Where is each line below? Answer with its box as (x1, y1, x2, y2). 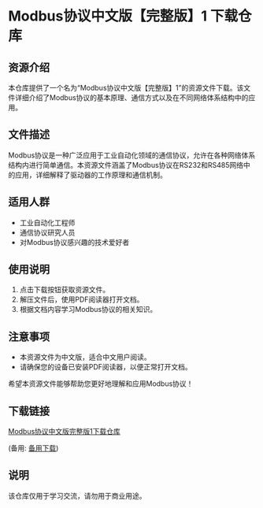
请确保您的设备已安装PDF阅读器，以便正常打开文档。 (19, 362, 193, 372)
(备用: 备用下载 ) (8, 443, 59, 453)
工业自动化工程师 (19, 217, 76, 227)
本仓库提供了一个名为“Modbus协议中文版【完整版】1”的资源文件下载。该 (8, 83, 244, 92)
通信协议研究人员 (19, 228, 76, 237)
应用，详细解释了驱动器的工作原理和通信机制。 (14, 170, 167, 180)
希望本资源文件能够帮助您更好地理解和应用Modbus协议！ (8, 379, 194, 388)
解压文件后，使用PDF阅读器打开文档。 (19, 295, 144, 304)
